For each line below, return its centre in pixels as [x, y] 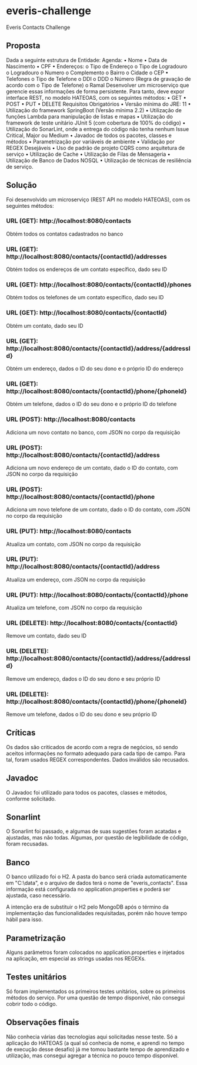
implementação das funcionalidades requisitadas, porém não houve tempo [96, 913]
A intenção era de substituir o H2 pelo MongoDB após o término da [87, 907]
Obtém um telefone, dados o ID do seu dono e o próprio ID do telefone [91, 404]
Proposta [23, 46]
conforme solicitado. [31, 799]
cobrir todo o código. [32, 1004]
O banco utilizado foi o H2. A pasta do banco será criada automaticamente [96, 877]
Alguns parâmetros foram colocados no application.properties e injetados [95, 952]
